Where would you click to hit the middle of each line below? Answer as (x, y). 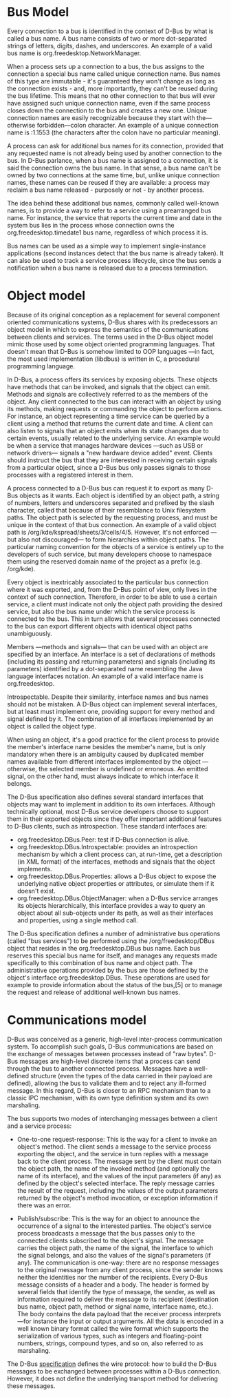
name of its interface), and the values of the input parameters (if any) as (119, 1176)
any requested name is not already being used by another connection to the (114, 153)
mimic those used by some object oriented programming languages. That (111, 344)
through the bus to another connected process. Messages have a (100, 1068)
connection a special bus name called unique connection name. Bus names (114, 74)
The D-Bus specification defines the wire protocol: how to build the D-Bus (112, 1364)
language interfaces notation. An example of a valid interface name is (106, 676)
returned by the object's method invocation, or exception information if (117, 1198)
